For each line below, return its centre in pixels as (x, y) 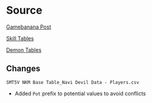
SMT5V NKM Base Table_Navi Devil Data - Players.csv (73, 82)
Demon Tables (24, 50)
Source (24, 10)
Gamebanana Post (29, 27)
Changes (23, 69)
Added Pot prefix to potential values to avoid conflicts (80, 93)
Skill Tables (20, 38)
